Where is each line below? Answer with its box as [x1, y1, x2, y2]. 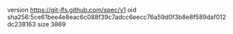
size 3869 [37, 20, 66, 28]
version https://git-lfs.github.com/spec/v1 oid [7, 6, 137, 14]
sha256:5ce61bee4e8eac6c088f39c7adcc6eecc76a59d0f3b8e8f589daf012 [7, 13, 226, 21]
